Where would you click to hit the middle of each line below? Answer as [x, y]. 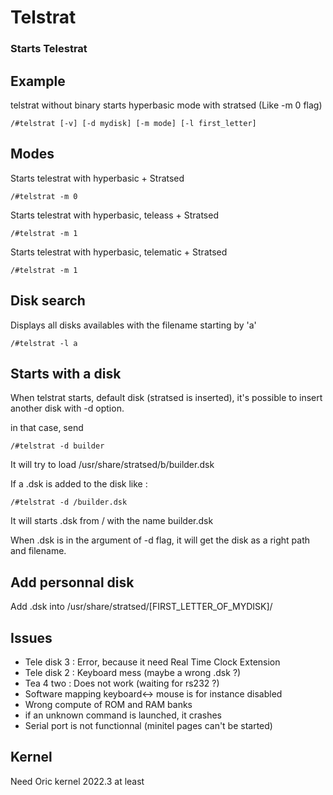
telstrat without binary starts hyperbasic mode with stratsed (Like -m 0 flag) [166, 105]
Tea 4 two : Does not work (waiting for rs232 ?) [122, 683]
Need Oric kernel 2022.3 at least [77, 781]
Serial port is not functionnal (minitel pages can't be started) [148, 725]
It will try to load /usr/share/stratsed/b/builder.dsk [112, 465]
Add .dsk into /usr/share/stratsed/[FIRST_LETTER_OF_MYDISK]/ [141, 607]
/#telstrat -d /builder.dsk [69, 502]
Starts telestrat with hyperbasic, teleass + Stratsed [114, 215]
